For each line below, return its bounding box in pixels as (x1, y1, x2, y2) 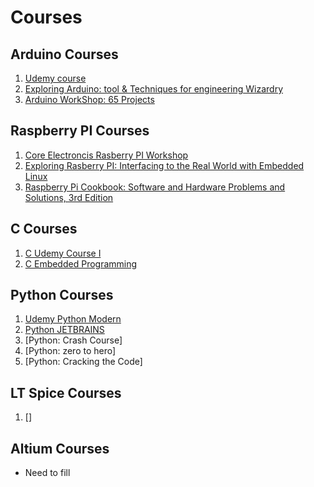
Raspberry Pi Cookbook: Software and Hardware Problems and (24, 181, 286, 193)
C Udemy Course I (24, 247, 102, 259)
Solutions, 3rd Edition (24, 191, 114, 203)
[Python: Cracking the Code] (24, 356, 143, 368)
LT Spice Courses (10, 384, 122, 401)
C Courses (10, 221, 78, 238)
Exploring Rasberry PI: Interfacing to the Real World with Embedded (24, 159, 305, 171)
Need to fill (24, 467, 71, 479)
